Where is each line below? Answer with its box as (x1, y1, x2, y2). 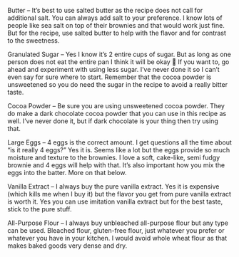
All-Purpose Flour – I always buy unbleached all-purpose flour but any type (7, 219, 228, 227)
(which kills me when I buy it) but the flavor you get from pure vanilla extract (7, 190, 232, 198)
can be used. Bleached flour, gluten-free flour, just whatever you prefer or (7, 226, 225, 234)
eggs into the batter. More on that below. (7, 169, 127, 177)
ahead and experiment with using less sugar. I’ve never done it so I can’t (7, 65, 220, 73)
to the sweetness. (7, 36, 60, 45)
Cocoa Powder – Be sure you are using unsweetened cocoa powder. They (7, 102, 225, 110)
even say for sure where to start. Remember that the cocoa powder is (7, 73, 212, 81)
